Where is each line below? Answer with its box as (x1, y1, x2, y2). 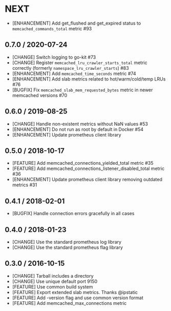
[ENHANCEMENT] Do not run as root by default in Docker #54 (12, 126, 144, 132)
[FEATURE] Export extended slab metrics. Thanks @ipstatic (12, 289, 138, 295)
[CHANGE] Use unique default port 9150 (12, 278, 98, 284)
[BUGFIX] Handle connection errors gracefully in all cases (12, 210, 135, 217)
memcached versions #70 (12, 92, 68, 98)
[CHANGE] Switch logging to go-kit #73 (12, 54, 96, 60)
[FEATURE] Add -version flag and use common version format (12, 295, 144, 301)
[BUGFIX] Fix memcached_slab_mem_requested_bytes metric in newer (12, 87, 153, 93)
